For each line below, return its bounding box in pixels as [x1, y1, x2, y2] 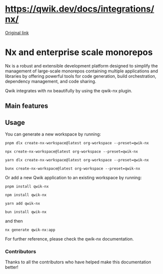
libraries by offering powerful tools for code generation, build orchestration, [5, 73, 157, 79]
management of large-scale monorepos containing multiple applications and [5, 68, 158, 74]
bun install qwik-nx [5, 210, 47, 215]
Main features [5, 102, 49, 110]
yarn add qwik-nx [5, 201, 40, 206]
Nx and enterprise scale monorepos [5, 47, 153, 58]
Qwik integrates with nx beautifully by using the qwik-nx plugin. [5, 87, 132, 93]
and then [5, 218, 23, 224]
